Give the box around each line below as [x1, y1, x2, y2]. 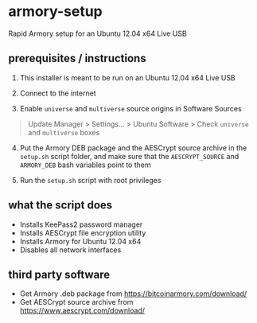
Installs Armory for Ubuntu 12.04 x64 [19, 236, 142, 246]
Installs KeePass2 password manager [19, 220, 143, 229]
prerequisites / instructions [8, 52, 146, 65]
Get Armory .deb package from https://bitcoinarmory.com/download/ [19, 289, 247, 298]
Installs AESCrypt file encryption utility [19, 228, 146, 237]
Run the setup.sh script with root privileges [19, 175, 162, 185]
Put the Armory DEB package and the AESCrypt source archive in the [19, 142, 247, 153]
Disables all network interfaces [19, 245, 122, 255]
